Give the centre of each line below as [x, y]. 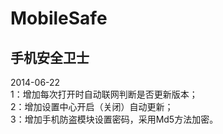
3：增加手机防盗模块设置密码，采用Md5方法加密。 [114, 119]
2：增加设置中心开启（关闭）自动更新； [92, 106]
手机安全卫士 [50, 57]
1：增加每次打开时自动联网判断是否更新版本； [104, 94]
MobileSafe [59, 18]
